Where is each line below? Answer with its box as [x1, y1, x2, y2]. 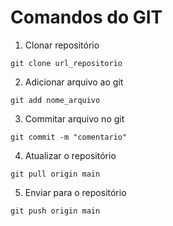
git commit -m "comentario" [10, 132, 128, 142]
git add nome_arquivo [10, 95, 101, 105]
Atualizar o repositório [24, 149, 117, 161]
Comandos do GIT [10, 6, 163, 29]
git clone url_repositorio [10, 58, 123, 68]
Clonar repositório [24, 39, 100, 51]
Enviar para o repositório [24, 186, 127, 198]
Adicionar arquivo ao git [24, 76, 124, 88]
